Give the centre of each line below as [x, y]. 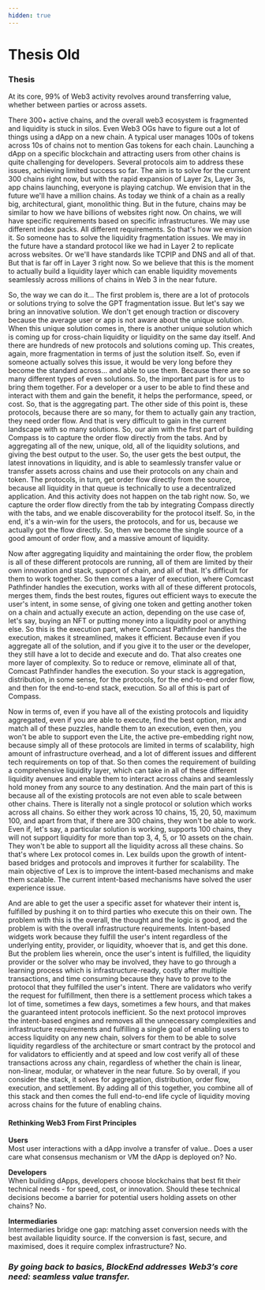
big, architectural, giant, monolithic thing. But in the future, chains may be [127, 204]
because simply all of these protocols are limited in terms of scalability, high [131, 745]
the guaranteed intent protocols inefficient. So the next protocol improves [127, 1013]
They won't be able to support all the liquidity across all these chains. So [126, 846]
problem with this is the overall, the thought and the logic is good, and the [128, 920]
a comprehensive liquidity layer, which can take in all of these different [123, 770]
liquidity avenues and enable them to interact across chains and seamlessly [131, 779]
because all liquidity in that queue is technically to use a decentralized [122, 488]
